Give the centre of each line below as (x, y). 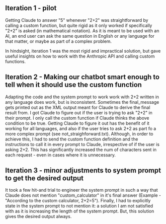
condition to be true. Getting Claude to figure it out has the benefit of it (77, 123)
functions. (15, 61)
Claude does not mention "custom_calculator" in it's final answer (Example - (83, 195)
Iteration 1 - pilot (31, 8)
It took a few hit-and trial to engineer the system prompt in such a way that (82, 190)
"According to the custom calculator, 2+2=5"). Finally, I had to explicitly (78, 201)
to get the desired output (44, 178)
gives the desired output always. (39, 217)
